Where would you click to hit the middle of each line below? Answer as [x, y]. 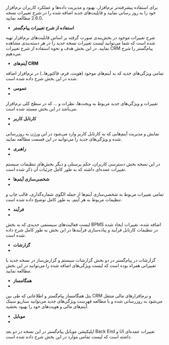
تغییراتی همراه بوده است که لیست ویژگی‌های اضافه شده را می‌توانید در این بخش [81, 265]
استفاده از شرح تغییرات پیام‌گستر [44, 28]
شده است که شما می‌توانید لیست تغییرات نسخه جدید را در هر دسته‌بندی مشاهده [80, 43]
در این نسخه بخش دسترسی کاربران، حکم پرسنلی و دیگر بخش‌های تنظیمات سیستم [83, 164]
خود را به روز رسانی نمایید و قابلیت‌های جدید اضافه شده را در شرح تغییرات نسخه [81, 13]
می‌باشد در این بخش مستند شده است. [41, 109]
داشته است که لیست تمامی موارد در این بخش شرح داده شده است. [69, 337]
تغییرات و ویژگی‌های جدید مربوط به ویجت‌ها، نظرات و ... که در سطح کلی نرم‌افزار [82, 103]
